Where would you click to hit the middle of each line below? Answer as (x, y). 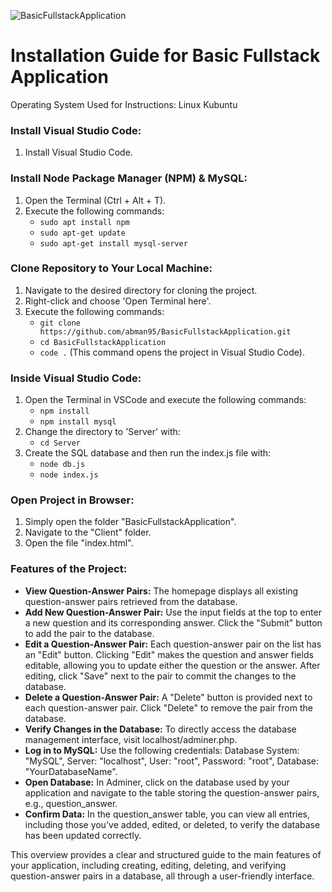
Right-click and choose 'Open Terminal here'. (118, 301)
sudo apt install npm (84, 222)
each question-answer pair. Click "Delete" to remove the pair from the (168, 707)
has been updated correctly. (83, 835)
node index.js (69, 475)
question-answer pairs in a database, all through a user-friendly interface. (162, 876)
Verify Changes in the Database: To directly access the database (160, 729)
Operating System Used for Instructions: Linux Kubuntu (124, 104)
